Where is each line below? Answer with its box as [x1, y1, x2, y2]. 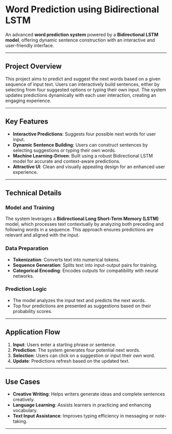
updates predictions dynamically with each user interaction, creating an [5, 92, 157, 98]
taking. [12, 418, 28, 424]
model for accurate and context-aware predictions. [12, 158, 121, 164]
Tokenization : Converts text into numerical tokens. [12, 257, 120, 263]
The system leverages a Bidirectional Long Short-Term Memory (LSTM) [5, 215, 159, 222]
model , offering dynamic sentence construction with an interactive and [5, 37, 155, 43]
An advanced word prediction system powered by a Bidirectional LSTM [5, 31, 159, 37]
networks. [12, 273, 34, 279]
